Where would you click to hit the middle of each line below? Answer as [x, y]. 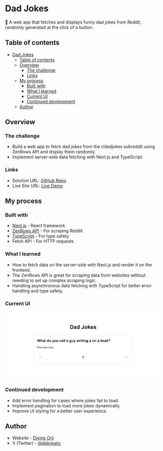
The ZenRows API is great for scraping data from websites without [79, 275]
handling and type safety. [38, 291]
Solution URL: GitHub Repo [39, 180]
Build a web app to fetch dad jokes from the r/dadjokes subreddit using [83, 147]
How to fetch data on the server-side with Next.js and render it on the [82, 265]
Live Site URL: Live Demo [37, 186]
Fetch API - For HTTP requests [43, 241]
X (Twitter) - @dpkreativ [36, 443]
